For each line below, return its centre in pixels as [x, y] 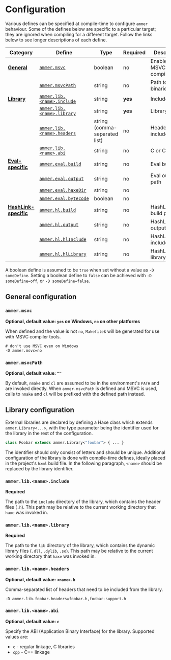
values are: [17, 636]
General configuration [41, 297]
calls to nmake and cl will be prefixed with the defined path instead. [75, 394]
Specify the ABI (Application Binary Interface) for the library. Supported [80, 631]
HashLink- [21, 207]
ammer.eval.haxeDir [63, 190]
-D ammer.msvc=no [24, 350]
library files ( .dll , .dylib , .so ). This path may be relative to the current [79, 551]
